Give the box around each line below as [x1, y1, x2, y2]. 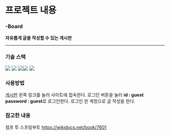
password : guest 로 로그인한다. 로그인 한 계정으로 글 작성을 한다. [5, 98, 136, 104]
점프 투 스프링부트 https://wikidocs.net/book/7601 [5, 124, 107, 130]
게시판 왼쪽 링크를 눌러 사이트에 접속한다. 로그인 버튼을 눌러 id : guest [5, 92, 144, 98]
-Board [5, 23, 23, 30]
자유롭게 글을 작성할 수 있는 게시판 [5, 35, 72, 41]
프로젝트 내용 [5, 5, 57, 16]
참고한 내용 [5, 112, 31, 119]
